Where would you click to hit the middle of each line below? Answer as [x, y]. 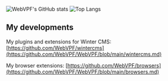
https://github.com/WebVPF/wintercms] [56, 48]
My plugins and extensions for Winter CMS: [59, 42]
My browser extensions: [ [37, 65]
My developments [40, 27]
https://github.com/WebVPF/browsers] [114, 65]
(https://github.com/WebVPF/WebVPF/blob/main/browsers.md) [83, 72]
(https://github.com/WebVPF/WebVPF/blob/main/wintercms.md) [84, 54]
